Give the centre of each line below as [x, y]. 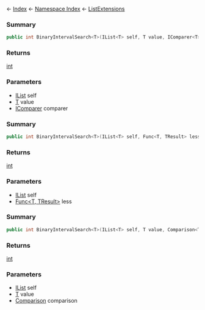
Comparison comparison [46, 301]
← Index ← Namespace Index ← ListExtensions [66, 9]
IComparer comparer [41, 108]
